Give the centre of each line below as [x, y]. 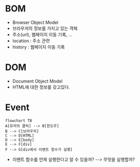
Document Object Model [37, 81]
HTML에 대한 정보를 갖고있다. [41, 87]
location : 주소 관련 [31, 41]
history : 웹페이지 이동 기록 [38, 47]
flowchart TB [19, 121]
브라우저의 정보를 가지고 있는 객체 [45, 28]
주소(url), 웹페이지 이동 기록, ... [42, 34]
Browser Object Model [35, 22]
